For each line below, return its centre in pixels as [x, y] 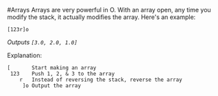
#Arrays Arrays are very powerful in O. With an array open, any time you [109, 10]
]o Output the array [51, 86]
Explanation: [25, 55]
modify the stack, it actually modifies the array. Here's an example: [101, 17]
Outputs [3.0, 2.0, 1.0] [42, 42]
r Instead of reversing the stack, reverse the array [101, 80]
